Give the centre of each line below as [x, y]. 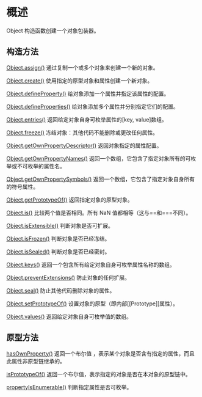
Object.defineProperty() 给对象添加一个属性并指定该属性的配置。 [88, 93]
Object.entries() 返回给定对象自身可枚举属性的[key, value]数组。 [87, 119]
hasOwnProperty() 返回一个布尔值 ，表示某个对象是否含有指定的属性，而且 [101, 353]
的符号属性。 [22, 186]
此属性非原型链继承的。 [36, 361]
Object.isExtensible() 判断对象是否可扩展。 [60, 225]
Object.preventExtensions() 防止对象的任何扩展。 [68, 277]
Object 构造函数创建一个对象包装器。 [53, 31]
